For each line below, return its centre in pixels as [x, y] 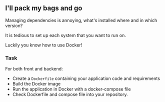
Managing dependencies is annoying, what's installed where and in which [81, 20]
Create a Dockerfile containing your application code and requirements [86, 78]
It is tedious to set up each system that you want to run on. [66, 35]
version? [14, 25]
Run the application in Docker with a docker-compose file [71, 89]
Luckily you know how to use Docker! [44, 45]
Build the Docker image [36, 84]
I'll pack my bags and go [44, 8]
